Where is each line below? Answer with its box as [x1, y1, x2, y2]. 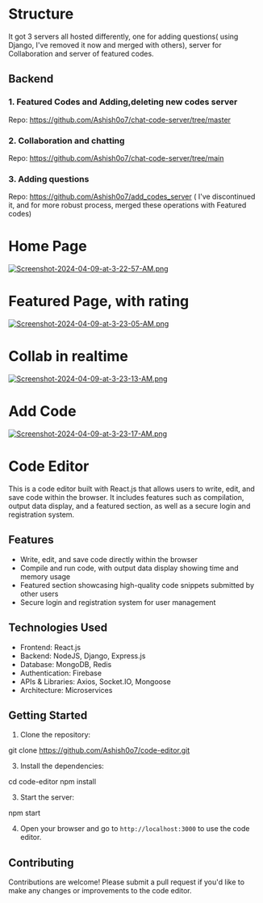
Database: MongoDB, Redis [19, 659, 112, 669]
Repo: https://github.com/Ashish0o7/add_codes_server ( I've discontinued [8, 191, 256, 202]
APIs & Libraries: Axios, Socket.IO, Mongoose [19, 676, 171, 687]
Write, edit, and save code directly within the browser [19, 554, 198, 564]
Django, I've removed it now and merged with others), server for [8, 40, 222, 49]
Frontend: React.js [19, 642, 81, 652]
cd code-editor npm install [8, 777, 97, 787]
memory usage [19, 571, 71, 582]
